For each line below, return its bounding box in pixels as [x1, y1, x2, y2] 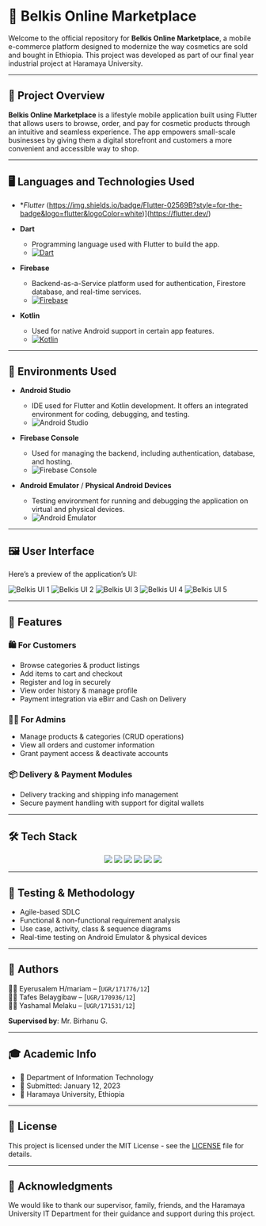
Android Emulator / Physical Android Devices [19, 481, 172, 491]
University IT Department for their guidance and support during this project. [8, 1209, 256, 1219]
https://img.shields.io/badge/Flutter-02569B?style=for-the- [48, 200, 243, 209]
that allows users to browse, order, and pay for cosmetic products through [8, 118, 251, 128]
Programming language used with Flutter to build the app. [31, 239, 220, 249]
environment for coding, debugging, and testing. [31, 410, 190, 419]
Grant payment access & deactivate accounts [19, 749, 169, 758]
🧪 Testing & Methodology [8, 886, 135, 899]
